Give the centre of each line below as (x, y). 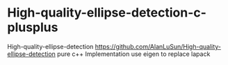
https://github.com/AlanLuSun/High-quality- (158, 46)
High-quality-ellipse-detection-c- (107, 13)
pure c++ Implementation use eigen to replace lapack (133, 54)
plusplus (33, 27)
